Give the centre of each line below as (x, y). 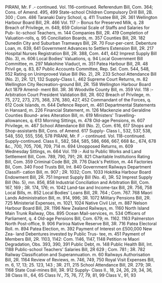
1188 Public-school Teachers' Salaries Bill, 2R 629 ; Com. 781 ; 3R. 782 (75, 249)
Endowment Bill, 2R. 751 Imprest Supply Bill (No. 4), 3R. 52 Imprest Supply (79, 177)
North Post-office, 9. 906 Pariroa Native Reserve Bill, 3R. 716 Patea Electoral (81, 224)
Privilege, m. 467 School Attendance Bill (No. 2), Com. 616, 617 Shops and (79, 125)
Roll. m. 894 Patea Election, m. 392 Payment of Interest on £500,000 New (79, 229)
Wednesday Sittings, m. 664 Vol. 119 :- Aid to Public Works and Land (73, 151)
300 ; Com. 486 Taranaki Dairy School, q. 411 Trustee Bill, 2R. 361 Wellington (81, 17)
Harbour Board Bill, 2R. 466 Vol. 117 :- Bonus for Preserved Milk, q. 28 (74, 22)
